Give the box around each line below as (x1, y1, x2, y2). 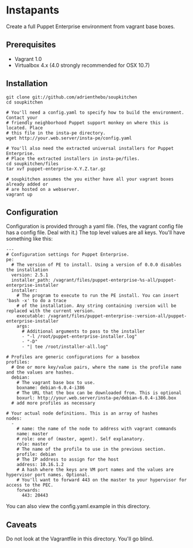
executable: (16, 313, 46, 319)
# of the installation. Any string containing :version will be (16, 303, 177, 309)
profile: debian (16, 451, 57, 457)
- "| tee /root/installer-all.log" (21, 344, 109, 350)
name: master (16, 431, 49, 437)
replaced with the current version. (6, 308, 95, 314)
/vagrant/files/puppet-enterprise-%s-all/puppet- (53, 278, 177, 283)
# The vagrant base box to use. (16, 380, 95, 386)
